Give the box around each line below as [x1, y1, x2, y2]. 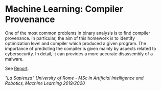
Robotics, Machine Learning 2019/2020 [5, 80, 85, 86]
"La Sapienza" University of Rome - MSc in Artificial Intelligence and [5, 75, 144, 81]
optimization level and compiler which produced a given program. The [5, 40, 147, 46]
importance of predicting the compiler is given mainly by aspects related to [5, 45, 157, 51]
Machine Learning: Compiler [5, 3, 123, 15]
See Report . [5, 65, 29, 71]
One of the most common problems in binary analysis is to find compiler [5, 30, 151, 36]
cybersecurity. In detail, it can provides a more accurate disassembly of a [5, 50, 153, 57]
